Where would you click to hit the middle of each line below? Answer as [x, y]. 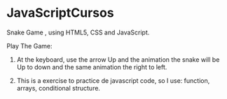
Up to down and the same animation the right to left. [92, 67]
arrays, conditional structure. [59, 88]
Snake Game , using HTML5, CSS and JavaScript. [78, 32]
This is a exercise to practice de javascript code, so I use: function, [113, 80]
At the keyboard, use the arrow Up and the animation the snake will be [118, 59]
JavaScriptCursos [60, 13]
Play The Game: [29, 46]
